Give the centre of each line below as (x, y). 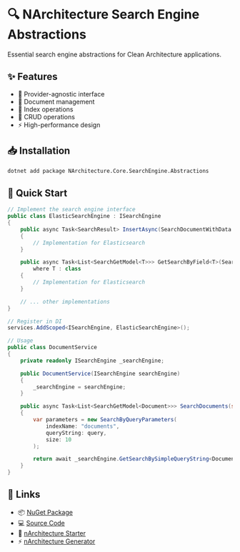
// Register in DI (35, 321)
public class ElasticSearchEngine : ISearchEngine (84, 216)
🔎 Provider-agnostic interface (61, 94)
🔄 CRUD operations (46, 116)
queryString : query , (76, 433)
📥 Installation (39, 151)
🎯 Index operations (45, 109)
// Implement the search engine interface (71, 210)
